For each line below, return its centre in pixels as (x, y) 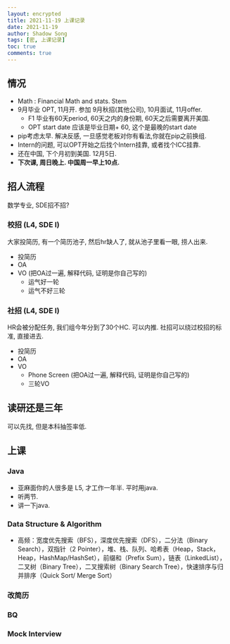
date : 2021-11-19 (33, 27)
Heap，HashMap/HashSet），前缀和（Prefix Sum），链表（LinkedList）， (122, 557)
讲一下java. (34, 505)
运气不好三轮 (46, 291)
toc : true (22, 47)
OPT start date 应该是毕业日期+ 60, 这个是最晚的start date (112, 127)
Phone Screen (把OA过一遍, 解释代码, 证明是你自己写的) (109, 375)
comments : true (30, 54)
